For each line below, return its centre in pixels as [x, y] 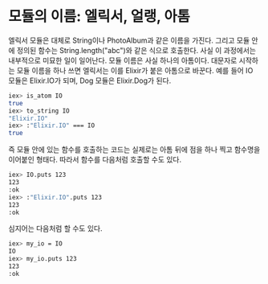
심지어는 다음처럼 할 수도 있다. [55, 228]
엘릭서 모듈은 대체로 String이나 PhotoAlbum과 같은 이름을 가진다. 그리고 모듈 [129, 40]
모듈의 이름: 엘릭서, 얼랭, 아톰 [99, 16]
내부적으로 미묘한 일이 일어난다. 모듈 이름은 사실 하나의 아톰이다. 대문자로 [123, 60]
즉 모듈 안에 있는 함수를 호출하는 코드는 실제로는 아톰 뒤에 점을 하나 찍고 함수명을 [134, 150]
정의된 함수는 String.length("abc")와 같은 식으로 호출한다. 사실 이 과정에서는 [136, 50]
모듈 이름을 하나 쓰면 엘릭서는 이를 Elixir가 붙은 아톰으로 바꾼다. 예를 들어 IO [135, 70]
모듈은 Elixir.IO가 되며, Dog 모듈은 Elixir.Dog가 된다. [90, 80]
